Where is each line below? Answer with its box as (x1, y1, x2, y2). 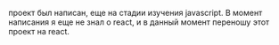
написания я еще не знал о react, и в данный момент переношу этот (8, 17, 270, 27)
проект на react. (8, 26, 70, 36)
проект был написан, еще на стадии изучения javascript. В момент (8, 8, 263, 18)
